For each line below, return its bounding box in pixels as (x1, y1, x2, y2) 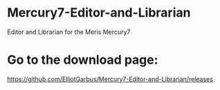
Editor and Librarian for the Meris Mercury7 (7, 28, 131, 36)
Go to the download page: (7, 52, 158, 68)
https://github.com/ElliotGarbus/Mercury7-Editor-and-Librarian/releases (7, 75, 213, 83)
